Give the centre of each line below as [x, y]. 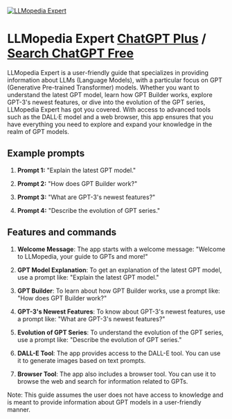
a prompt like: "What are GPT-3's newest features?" [91, 318]
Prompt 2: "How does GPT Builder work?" [77, 183]
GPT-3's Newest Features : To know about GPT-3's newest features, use [121, 311]
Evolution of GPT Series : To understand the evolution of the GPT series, [120, 332]
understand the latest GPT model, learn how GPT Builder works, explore [110, 94]
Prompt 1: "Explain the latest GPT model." [77, 170]
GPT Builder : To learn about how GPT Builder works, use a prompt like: [118, 291]
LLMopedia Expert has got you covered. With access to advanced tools [109, 109]
